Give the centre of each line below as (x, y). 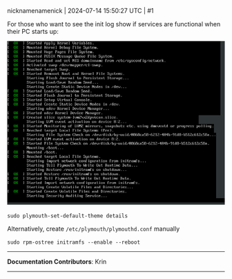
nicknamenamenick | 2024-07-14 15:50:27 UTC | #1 (80, 11)
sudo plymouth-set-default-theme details (68, 216)
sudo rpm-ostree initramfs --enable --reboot (74, 242)
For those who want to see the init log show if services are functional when (114, 24)
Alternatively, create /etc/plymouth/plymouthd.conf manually (94, 229)
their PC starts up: (33, 31)
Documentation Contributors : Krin (57, 262)
